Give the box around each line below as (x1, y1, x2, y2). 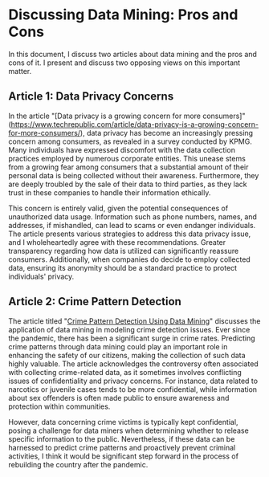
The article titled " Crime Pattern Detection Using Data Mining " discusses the (8, 316, 261, 326)
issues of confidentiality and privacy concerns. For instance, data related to (8, 376, 259, 385)
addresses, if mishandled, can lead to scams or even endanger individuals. (8, 220, 256, 230)
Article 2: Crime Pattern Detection (8, 295, 182, 308)
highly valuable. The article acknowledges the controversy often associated (8, 359, 259, 369)
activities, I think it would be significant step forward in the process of (8, 451, 239, 461)
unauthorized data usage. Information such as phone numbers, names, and (8, 211, 257, 222)
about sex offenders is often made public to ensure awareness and (8, 393, 230, 402)
